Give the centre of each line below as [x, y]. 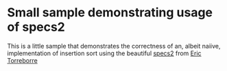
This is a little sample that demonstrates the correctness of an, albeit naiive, [114, 46]
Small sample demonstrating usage [110, 13]
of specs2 [36, 27]
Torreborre [22, 60]
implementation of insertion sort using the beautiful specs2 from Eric [104, 53]
